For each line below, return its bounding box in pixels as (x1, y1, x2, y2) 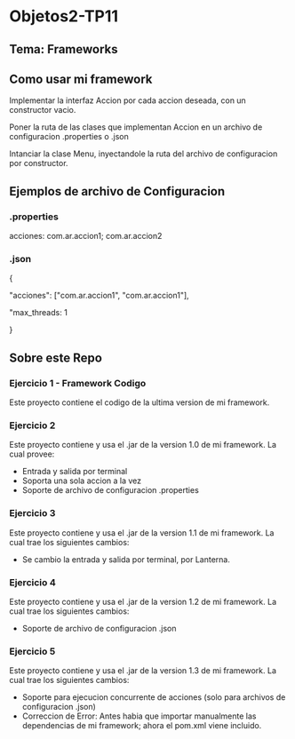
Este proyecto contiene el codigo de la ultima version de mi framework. (9, 397, 270, 408)
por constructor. (9, 158, 68, 169)
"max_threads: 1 (9, 307, 68, 318)
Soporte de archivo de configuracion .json (21, 623, 177, 633)
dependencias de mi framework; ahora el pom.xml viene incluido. (21, 720, 262, 731)
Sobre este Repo (9, 350, 102, 365)
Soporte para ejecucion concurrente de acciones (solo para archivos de (21, 692, 286, 703)
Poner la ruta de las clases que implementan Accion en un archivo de (9, 122, 263, 132)
